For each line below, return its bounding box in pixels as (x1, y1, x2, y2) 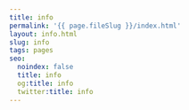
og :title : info (17, 79, 74, 88)
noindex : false (17, 63, 74, 72)
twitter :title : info (17, 87, 94, 96)
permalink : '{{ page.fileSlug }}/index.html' (9, 21, 181, 30)
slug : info (9, 37, 50, 47)
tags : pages (9, 46, 53, 55)
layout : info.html (9, 29, 78, 38)
